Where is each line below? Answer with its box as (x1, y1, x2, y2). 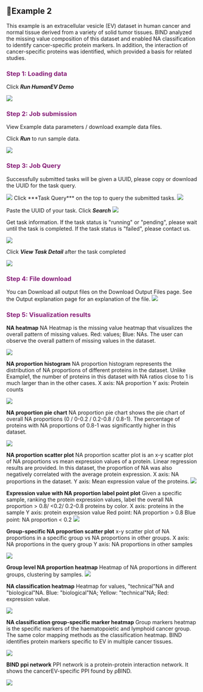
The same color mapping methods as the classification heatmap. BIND (6, 631, 182, 639)
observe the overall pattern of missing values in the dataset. (6, 337, 156, 344)
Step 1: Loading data (6, 69, 68, 77)
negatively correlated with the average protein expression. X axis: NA (6, 470, 179, 478)
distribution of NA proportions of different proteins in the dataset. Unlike (6, 367, 186, 374)
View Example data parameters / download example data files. (6, 124, 162, 131)
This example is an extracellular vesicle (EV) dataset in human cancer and (6, 22, 191, 29)
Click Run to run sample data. (6, 135, 81, 142)
